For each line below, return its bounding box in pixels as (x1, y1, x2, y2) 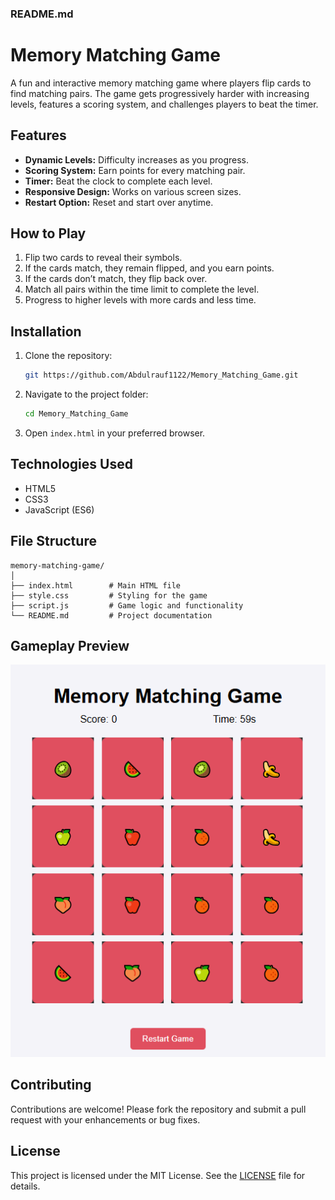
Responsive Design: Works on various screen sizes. (24, 185, 242, 197)
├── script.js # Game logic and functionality (10, 600, 244, 611)
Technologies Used (10, 456, 133, 473)
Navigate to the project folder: (24, 388, 149, 401)
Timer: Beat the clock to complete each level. (24, 175, 213, 187)
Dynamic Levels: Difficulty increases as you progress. (24, 153, 250, 166)
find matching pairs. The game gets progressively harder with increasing (10, 87, 310, 99)
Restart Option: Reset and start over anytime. (24, 196, 214, 208)
